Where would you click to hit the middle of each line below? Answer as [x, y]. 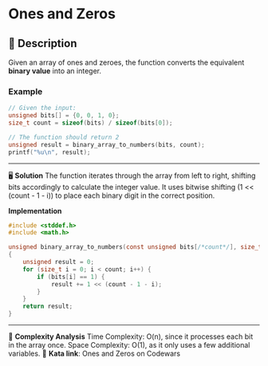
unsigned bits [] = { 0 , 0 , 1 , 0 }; [64, 116]
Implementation [35, 211]
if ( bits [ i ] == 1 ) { [71, 277]
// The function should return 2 [64, 137]
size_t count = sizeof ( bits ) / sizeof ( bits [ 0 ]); [91, 123]
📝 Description [43, 43]
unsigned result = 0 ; [58, 262]
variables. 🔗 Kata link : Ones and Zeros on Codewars [95, 354]
